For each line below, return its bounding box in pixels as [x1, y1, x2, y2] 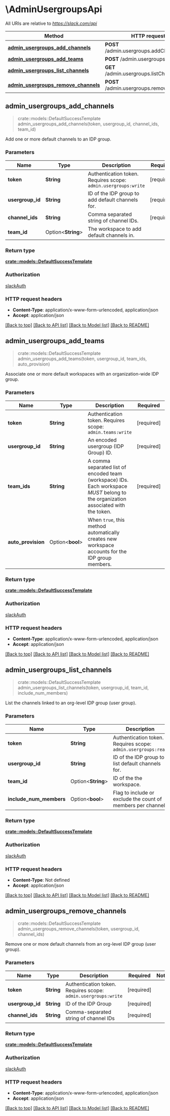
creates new [88, 535, 117, 543]
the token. [88, 508, 112, 515]
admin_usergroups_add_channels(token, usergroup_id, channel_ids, [17, 121, 159, 127]
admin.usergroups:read [113, 747, 168, 752]
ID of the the [113, 775, 143, 782]
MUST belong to [88, 489, 126, 496]
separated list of [88, 464, 126, 471]
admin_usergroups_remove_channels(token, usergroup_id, [17, 925, 140, 931]
